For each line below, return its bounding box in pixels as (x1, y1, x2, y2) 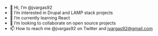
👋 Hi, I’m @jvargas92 (9, 5, 53, 10)
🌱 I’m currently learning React (9, 15, 70, 20)
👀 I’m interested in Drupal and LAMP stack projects (9, 10, 113, 16)
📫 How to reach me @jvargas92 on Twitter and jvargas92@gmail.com (9, 26, 153, 31)
